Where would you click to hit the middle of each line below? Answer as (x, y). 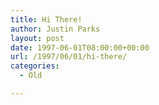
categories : (35, 66)
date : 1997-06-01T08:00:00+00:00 (80, 47)
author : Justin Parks (55, 29)
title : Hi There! (46, 19)
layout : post (37, 38)
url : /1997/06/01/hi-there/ (69, 57)
